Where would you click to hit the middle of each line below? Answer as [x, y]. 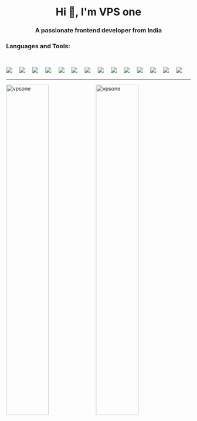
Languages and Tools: [38, 46]
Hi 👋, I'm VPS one [98, 12]
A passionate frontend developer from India [98, 31]
